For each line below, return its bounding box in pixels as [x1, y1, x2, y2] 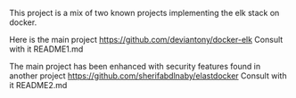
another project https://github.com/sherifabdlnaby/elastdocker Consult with [9, 70, 287, 81]
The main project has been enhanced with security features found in [9, 61, 261, 71]
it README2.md [9, 80, 68, 90]
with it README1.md [9, 44, 84, 54]
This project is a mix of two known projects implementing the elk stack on [9, 8, 280, 18]
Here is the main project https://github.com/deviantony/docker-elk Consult [9, 35, 284, 45]
